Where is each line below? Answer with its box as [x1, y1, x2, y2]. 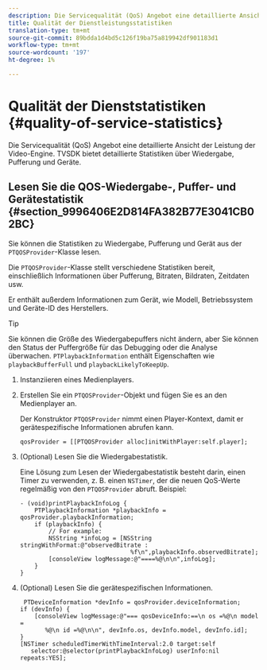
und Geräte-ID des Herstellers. [8, 303, 109, 312]
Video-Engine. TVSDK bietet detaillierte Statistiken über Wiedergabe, [8, 149, 234, 158]
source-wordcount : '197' [8, 48, 91, 56]
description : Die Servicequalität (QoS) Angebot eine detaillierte [8, 11, 237, 20]
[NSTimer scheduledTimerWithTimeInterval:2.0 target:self [19, 640, 216, 648]
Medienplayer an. [19, 398, 77, 408]
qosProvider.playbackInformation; [19, 513, 134, 521]
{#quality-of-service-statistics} [8, 114, 224, 132]
